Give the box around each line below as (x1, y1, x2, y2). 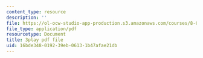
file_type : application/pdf (6, 25, 77, 32)
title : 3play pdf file (6, 37, 63, 43)
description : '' (6, 14, 47, 21)
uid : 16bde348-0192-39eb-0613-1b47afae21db (6, 43, 118, 49)
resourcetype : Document (6, 31, 66, 37)
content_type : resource (6, 8, 66, 15)
